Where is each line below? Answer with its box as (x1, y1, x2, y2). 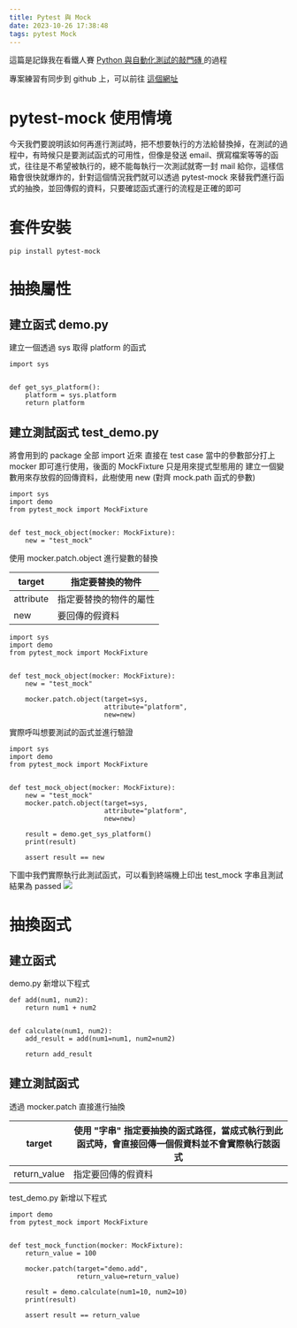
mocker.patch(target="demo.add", (25, 1264, 148, 1273)
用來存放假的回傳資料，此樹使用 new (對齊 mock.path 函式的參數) (16, 472, 256, 483)
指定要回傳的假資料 (73, 1168, 154, 1180)
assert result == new (25, 853, 104, 863)
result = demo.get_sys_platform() (25, 830, 152, 839)
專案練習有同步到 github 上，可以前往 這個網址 (9, 73, 179, 84)
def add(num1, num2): (9, 996, 89, 1005)
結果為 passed (9, 881, 62, 892)
